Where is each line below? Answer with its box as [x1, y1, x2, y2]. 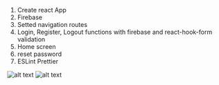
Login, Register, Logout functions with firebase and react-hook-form [17, 28, 213, 36]
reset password [17, 50, 62, 58]
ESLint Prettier [17, 57, 59, 65]
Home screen [17, 43, 56, 50]
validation [17, 35, 46, 44]
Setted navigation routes [17, 21, 88, 28]
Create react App [17, 6, 67, 14]
